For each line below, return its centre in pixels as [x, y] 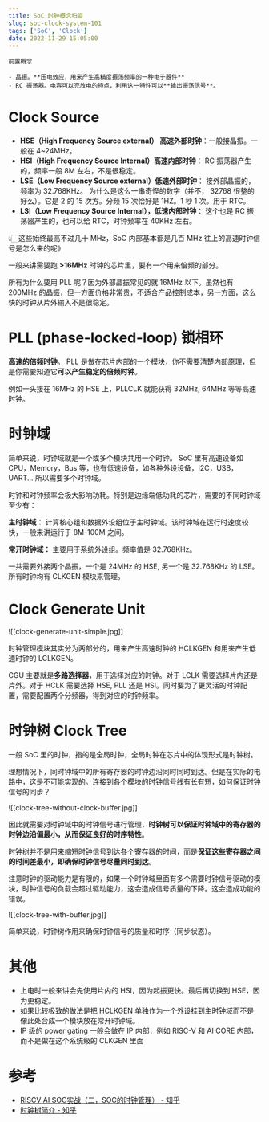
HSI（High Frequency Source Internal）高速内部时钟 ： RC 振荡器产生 [136, 161]
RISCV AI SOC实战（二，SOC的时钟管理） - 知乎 [100, 1100]
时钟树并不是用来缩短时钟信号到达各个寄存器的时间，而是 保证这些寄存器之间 [134, 851]
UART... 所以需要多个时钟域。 [57, 478]
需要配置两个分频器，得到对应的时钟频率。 [92, 695]
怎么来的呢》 [43, 248]
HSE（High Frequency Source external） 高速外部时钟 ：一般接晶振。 [135, 141]
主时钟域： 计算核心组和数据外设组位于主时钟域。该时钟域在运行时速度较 [128, 522]
